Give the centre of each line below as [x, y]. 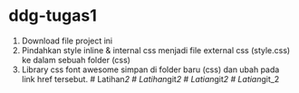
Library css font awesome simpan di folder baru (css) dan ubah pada [150, 70]
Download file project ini [67, 41]
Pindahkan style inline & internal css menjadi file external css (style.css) [156, 50]
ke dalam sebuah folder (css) [76, 60]
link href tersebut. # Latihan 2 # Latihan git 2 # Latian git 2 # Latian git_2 [150, 79]
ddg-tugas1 [53, 16]
